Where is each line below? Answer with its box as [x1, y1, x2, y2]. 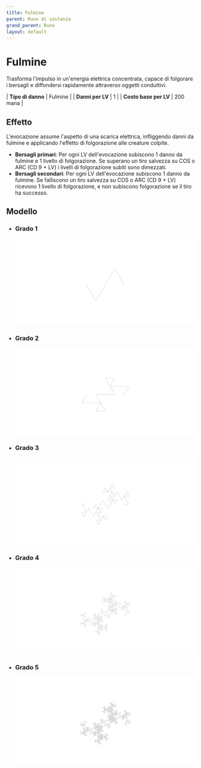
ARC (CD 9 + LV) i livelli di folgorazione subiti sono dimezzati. [14, 164, 167, 171]
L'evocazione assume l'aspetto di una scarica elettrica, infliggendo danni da [6, 133, 194, 140]
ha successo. [14, 189, 48, 196]
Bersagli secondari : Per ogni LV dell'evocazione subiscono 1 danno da [14, 170, 190, 177]
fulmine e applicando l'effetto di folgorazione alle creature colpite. [6, 139, 169, 147]
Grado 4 [14, 553, 40, 561]
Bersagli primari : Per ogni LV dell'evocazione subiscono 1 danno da [14, 151, 183, 158]
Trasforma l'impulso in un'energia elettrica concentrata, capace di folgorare [6, 75, 193, 82]
